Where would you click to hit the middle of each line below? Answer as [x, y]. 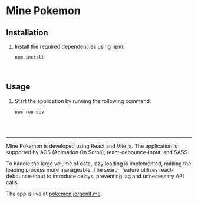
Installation [27, 33]
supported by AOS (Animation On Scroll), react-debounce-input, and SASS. [98, 152]
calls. [13, 182]
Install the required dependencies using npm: [70, 46]
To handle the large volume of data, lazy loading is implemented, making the [99, 164]
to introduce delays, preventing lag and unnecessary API [115, 176]
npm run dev [29, 112]
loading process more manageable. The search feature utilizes [82, 169]
